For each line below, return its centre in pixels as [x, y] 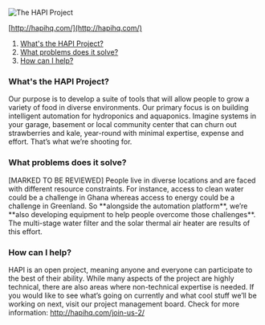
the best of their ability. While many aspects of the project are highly [121, 278]
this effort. [25, 231]
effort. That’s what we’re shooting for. [70, 142]
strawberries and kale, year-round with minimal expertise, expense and [126, 134]
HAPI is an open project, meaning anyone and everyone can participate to [130, 269]
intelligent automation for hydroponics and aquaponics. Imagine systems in [132, 116]
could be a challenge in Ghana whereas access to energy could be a [122, 197]
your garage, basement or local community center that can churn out [122, 125]
